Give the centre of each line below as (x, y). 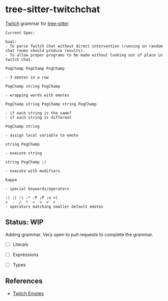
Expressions (25, 254)
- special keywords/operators (37, 189)
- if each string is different (38, 117)
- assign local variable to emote (42, 135)
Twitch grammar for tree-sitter (37, 23)
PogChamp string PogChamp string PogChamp (51, 104)
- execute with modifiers (33, 171)
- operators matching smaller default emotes (54, 207)
